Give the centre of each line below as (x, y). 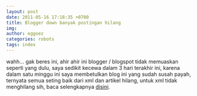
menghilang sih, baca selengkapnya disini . (58, 87)
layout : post (22, 12)
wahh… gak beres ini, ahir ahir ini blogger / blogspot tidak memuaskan (92, 61)
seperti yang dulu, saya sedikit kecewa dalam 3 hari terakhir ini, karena (93, 68)
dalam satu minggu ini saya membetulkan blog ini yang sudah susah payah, (99, 74)
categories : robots (30, 39)
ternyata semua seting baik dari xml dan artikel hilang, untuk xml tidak (92, 80)
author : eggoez (25, 34)
